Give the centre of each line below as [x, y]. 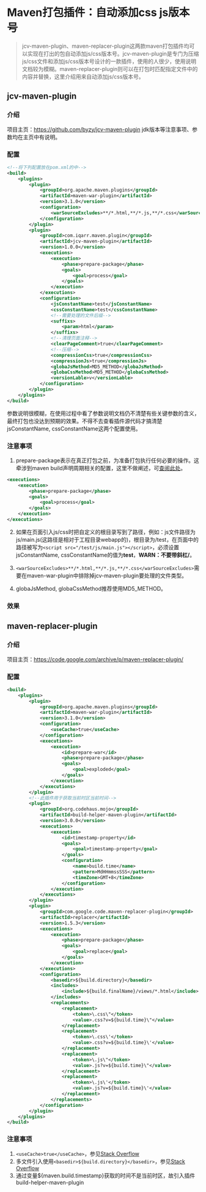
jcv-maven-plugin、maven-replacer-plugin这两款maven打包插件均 [105, 46]
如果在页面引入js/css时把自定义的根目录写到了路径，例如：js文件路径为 [106, 532]
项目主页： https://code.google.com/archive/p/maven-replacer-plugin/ [95, 659]
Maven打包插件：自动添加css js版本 [98, 13]
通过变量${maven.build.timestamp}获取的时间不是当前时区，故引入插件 [105, 1175]
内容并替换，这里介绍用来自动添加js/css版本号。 [83, 77]
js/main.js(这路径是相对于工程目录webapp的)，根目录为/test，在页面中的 [107, 539]
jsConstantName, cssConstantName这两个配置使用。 [74, 429]
